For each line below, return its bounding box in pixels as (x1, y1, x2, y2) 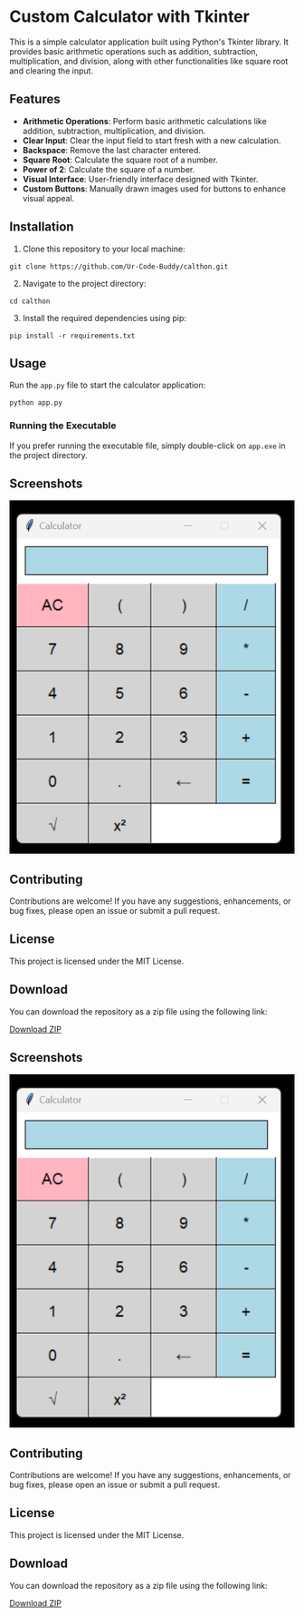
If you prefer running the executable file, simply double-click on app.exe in (9, 440, 286, 451)
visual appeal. (22, 192, 75, 203)
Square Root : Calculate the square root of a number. (22, 154, 219, 165)
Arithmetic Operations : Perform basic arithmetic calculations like (22, 115, 267, 126)
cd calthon (9, 297, 51, 306)
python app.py (9, 398, 63, 407)
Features (9, 92, 61, 107)
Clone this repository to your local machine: (22, 243, 185, 254)
